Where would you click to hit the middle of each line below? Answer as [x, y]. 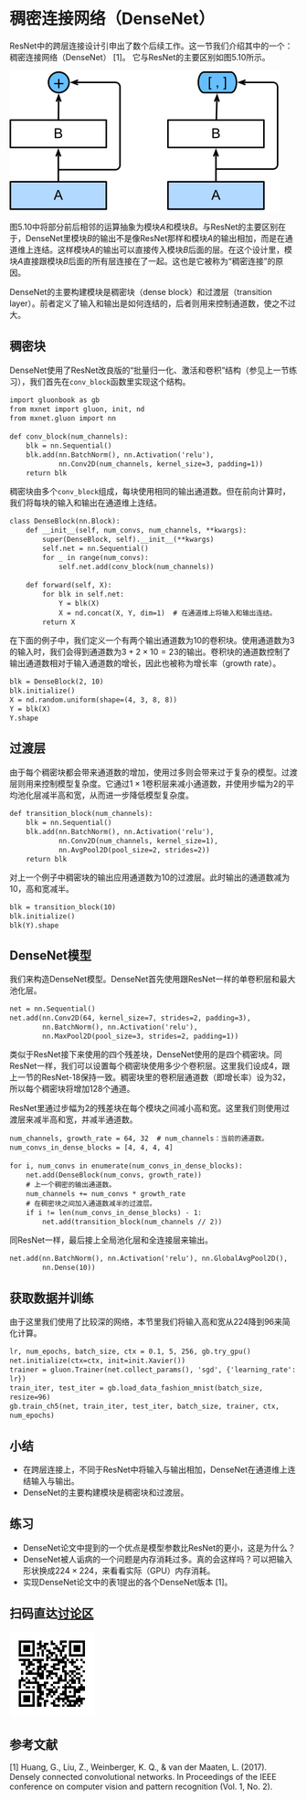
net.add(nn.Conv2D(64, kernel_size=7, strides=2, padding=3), [130, 1018]
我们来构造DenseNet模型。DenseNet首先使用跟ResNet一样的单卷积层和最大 [153, 980]
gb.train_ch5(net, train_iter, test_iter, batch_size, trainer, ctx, [145, 1407]
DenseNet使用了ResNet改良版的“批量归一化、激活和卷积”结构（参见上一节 [149, 370]
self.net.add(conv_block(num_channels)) [136, 567]
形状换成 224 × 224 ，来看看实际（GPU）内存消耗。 [119, 1570]
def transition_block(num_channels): [81, 813]
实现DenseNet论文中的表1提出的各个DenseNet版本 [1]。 [127, 1582]
